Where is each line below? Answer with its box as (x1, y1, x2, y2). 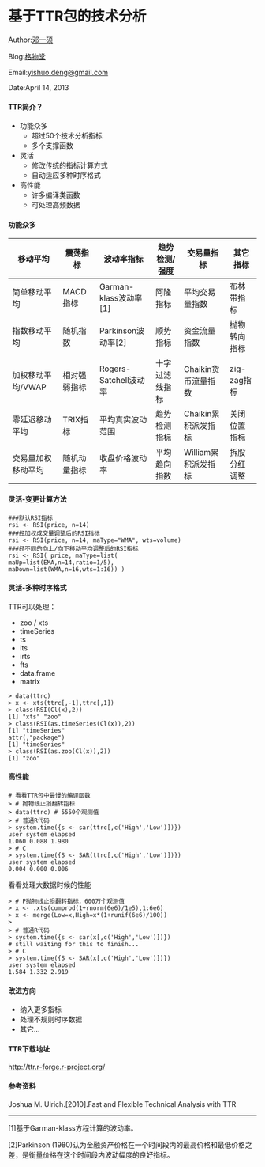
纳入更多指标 (19, 1005, 62, 1014)
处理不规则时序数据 (19, 1014, 83, 1025)
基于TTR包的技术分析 (8, 7, 147, 25)
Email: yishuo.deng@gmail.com (8, 67, 109, 77)
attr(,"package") (8, 733, 65, 741)
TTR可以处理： (8, 602, 57, 612)
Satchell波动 (99, 375, 145, 386)
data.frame (19, 668, 56, 677)
